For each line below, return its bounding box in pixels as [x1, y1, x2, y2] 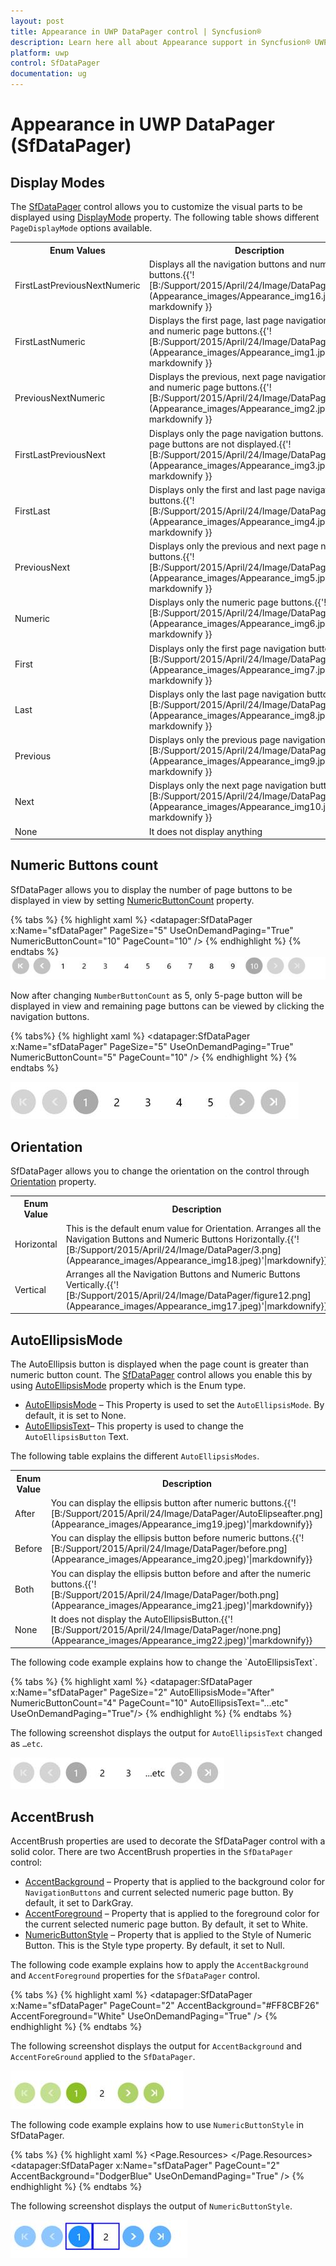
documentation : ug [10, 69, 87, 79]
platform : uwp [10, 48, 70, 58]
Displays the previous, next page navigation [148, 371, 329, 383]
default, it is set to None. [24, 1410, 127, 1422]
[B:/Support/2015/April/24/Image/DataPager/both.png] [50, 1588, 280, 1600]
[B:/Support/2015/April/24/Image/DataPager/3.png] [65, 1243, 282, 1255]
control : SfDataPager [10, 58, 101, 69]
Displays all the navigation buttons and [148, 258, 308, 270]
